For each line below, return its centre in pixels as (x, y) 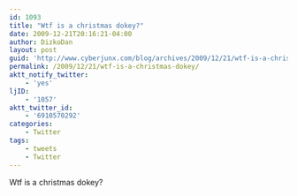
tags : (19, 140)
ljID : (19, 91)
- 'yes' (39, 83)
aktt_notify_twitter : (49, 75)
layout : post (33, 50)
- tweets (41, 148)
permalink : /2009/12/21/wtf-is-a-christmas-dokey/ (104, 67)
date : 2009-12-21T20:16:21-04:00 (71, 34)
